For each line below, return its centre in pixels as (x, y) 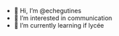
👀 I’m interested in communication (63, 18)
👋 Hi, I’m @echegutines (48, 11)
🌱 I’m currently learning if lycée (59, 25)
